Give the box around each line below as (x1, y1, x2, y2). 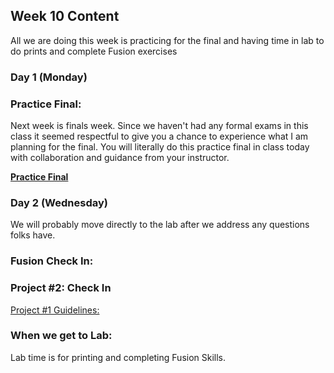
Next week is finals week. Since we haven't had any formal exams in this (10, 120, 309, 132)
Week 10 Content (10, 8, 120, 25)
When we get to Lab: (10, 329, 113, 343)
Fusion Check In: (10, 254, 94, 268)
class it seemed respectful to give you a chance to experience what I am (10, 130, 309, 143)
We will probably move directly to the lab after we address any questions (10, 219, 310, 231)
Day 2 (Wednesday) (10, 195, 108, 209)
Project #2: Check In (10, 281, 112, 295)
